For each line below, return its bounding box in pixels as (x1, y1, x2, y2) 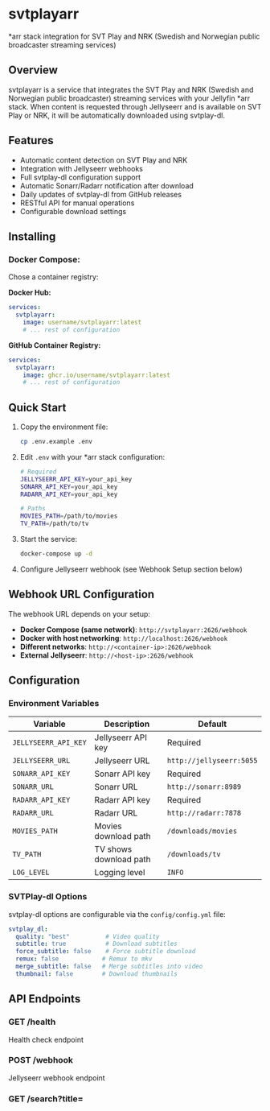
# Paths (19, 505, 46, 513)
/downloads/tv (166, 850, 221, 859)
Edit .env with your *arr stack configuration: (19, 452, 166, 461)
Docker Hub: (8, 287, 51, 298)
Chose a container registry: (8, 272, 99, 282)
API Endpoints (8, 992, 81, 1006)
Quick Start (8, 400, 67, 415)
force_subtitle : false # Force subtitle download (15, 948, 196, 956)
